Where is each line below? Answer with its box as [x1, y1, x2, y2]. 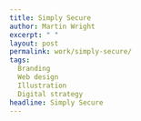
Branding [17, 65, 51, 74]
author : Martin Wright [9, 22, 96, 31]
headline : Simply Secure [9, 97, 104, 107]
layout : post [9, 38, 59, 48]
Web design [17, 73, 59, 82]
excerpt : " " [9, 30, 59, 39]
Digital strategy [17, 89, 84, 98]
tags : [9, 55, 30, 65]
